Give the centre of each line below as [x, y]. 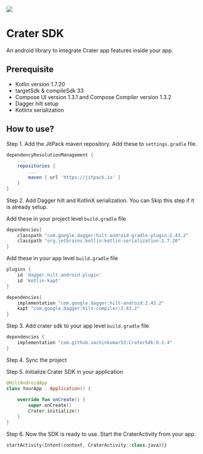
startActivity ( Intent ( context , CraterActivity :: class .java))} [87, 445]
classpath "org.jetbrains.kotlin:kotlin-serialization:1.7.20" [99, 241]
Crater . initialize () [54, 411]
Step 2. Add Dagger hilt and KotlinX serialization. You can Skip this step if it [100, 200]
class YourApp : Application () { [49, 388]
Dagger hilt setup [37, 103]
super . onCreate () [50, 405]
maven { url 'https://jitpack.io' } [74, 177]
